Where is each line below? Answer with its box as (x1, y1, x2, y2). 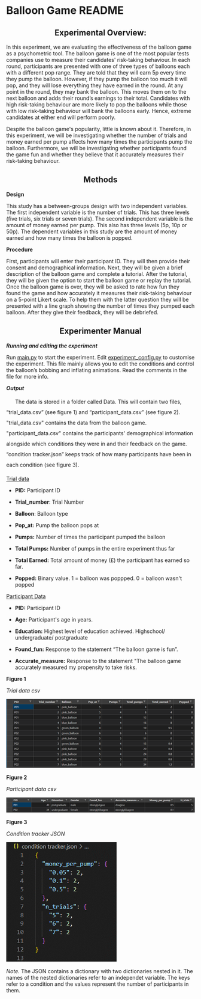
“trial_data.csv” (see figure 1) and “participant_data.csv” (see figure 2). (6, 408, 181, 415)
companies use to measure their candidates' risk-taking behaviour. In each (6, 57, 190, 63)
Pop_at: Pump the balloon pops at (14, 521, 99, 529)
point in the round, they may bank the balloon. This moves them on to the (6, 88, 187, 95)
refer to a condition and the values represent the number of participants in (6, 980, 189, 988)
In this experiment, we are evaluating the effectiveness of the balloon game (6, 43, 192, 50)
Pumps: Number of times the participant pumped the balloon (14, 533, 166, 540)
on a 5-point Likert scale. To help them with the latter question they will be (6, 296, 189, 303)
